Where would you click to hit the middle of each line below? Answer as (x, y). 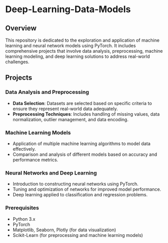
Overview (21, 28)
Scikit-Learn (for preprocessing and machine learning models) (78, 235)
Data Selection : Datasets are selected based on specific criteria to (82, 103)
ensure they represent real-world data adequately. (65, 109)
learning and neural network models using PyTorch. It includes (71, 46)
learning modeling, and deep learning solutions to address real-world (78, 56)
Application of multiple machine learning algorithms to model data (81, 144)
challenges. (17, 62)
